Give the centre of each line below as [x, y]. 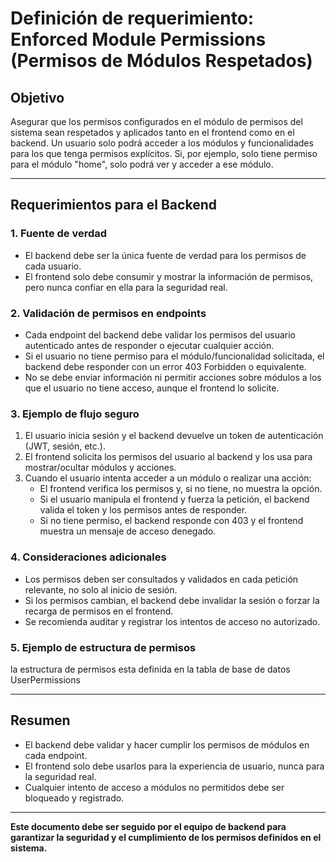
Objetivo [37, 97]
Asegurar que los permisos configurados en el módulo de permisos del [156, 121]
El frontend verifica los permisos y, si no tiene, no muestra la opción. [181, 489]
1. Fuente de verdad [59, 234]
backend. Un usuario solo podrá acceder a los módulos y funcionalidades [162, 143]
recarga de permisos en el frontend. [99, 611]
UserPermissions [45, 679]
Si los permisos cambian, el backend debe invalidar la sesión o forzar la [172, 600]
